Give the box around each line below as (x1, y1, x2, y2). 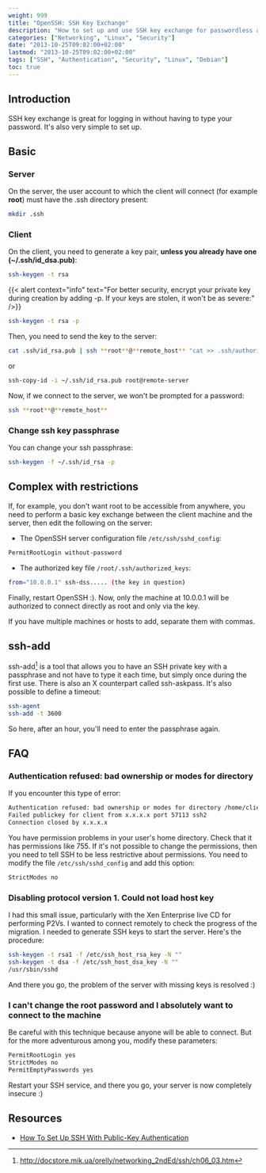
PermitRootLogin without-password (8, 548, 123, 557)
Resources (8, 1112, 63, 1125)
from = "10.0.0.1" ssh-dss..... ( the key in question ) (8, 578, 186, 586)
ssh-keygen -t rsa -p (8, 318, 80, 326)
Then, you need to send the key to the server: (8, 332, 157, 341)
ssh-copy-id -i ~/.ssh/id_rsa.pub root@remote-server (8, 377, 190, 385)
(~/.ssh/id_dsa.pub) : (8, 255, 78, 265)
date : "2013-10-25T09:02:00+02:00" (8, 41, 126, 49)
